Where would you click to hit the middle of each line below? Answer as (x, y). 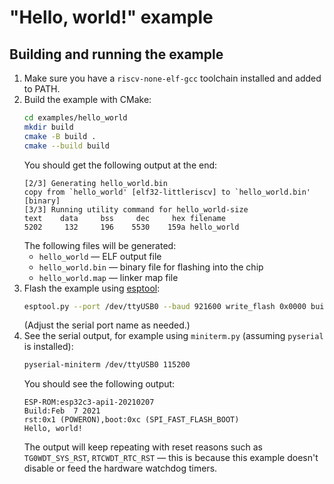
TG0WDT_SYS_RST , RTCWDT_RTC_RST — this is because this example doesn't (171, 458)
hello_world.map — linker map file (108, 277)
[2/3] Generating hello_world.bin (95, 183)
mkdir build (48, 127)
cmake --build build (66, 146)
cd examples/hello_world (75, 118)
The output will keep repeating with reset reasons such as (143, 447)
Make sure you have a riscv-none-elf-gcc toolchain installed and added (172, 78)
